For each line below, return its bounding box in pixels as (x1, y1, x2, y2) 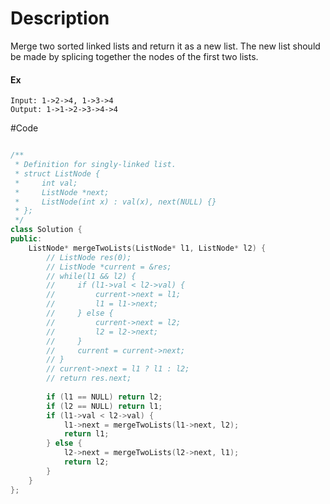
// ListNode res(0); (46, 252, 132, 262)
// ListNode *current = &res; (46, 262, 172, 272)
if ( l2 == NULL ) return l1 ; (46, 401, 163, 411)
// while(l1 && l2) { (46, 271, 137, 281)
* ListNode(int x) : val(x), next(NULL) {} (14, 197, 217, 207)
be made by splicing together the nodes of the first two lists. (10, 50, 259, 62)
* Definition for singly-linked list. (14, 160, 177, 170)
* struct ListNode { (14, 168, 101, 179)
